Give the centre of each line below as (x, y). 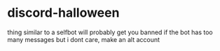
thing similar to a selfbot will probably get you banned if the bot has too (110, 32)
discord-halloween (63, 13)
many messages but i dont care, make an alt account (83, 39)
